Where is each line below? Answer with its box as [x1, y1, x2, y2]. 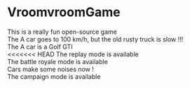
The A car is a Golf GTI [7, 42, 73, 51]
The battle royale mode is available [7, 57, 109, 65]
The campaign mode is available [7, 72, 101, 81]
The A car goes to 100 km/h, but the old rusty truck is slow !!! [7, 34, 184, 43]
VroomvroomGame [7, 4, 121, 20]
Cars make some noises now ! [7, 65, 95, 73]
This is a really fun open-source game [7, 27, 117, 36]
